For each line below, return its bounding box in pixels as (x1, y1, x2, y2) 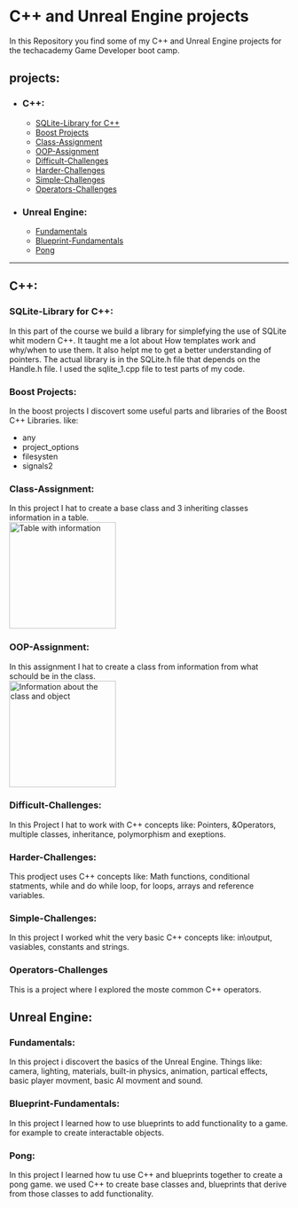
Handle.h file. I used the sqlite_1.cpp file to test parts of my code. (9, 363, 246, 374)
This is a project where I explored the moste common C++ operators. (9, 983, 262, 995)
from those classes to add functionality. (9, 1188, 153, 1199)
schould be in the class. (9, 670, 96, 681)
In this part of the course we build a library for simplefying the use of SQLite (9, 326, 286, 336)
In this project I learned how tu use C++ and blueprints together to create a (9, 1169, 284, 1180)
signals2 (21, 460, 53, 471)
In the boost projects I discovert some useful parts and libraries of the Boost (9, 406, 287, 416)
